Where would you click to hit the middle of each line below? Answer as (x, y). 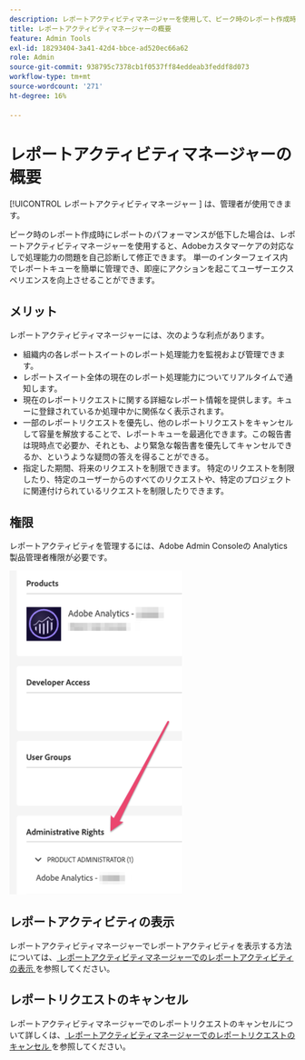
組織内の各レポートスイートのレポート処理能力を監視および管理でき (150, 355)
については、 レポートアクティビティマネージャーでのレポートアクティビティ (152, 957)
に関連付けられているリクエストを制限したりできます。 (125, 491)
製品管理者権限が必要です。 (61, 557)
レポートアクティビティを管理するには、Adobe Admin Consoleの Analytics (148, 546)
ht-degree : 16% (38, 95)
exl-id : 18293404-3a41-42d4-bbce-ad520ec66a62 (99, 48)
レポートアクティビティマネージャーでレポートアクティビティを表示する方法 (151, 945)
